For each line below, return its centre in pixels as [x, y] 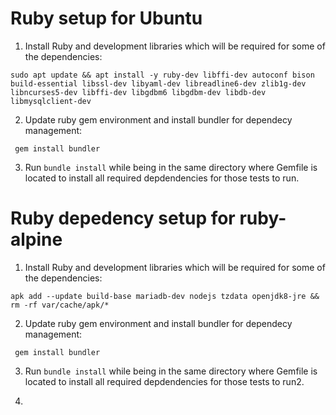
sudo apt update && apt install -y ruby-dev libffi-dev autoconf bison [162, 75]
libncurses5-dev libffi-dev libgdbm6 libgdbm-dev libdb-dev [138, 92]
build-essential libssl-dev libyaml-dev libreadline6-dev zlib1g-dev [158, 83]
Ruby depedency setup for [123, 218]
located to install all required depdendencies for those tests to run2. [164, 381]
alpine [36, 239]
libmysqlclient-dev [51, 101]
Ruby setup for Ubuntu [106, 18]
